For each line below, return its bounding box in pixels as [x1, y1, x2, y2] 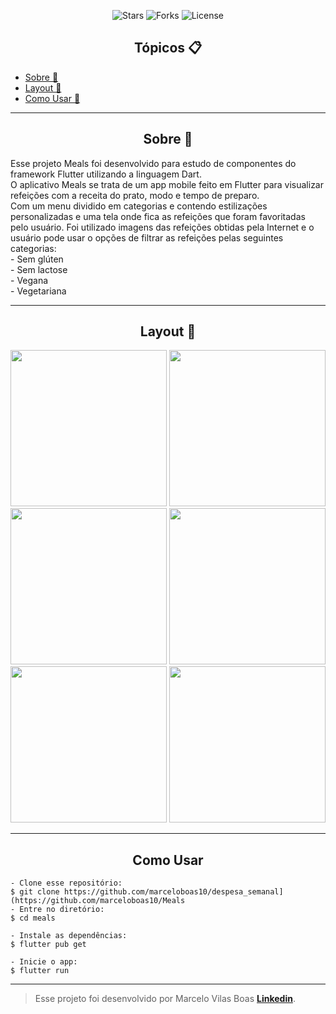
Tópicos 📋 [133, 40, 203, 57]
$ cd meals [10, 913, 56, 924]
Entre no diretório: [19, 905, 105, 915]
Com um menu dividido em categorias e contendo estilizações [10, 200, 268, 212]
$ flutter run [10, 966, 70, 976]
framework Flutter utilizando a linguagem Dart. [10, 168, 202, 180]
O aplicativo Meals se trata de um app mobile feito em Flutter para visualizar [10, 178, 324, 190]
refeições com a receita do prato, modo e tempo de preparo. [10, 189, 260, 201]
